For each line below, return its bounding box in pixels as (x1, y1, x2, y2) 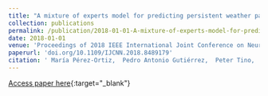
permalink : (8, 26, 45, 34)
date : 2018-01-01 (8, 34, 66, 42)
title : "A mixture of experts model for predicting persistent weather (8, 11, 251, 20)
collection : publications (8, 19, 94, 27)
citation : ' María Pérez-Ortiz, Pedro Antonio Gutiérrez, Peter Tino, (8, 57, 255, 65)
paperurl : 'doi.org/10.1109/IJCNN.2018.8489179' (8, 49, 173, 57)
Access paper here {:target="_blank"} (8, 78, 131, 88)
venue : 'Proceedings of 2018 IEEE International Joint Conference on (8, 42, 245, 50)
